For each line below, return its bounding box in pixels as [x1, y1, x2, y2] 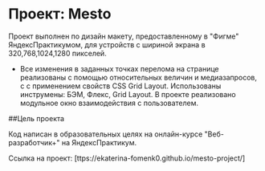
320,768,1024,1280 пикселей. [8, 48, 107, 58]
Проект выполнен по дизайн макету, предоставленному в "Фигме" [8, 31, 239, 41]
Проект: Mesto [8, 5, 112, 23]
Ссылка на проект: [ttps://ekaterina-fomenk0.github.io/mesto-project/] [8, 153, 246, 163]
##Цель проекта [8, 113, 65, 123]
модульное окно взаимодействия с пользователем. [19, 98, 199, 108]
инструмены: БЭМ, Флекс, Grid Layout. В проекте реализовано [19, 89, 236, 99]
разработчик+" [8, 137, 60, 147]
